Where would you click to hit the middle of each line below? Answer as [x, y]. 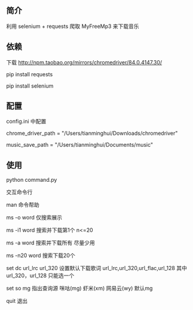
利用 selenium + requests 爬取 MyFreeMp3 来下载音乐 [73, 26]
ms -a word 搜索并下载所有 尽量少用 [50, 243]
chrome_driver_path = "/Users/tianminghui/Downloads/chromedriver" [92, 134]
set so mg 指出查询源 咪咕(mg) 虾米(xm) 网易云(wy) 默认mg [79, 289]
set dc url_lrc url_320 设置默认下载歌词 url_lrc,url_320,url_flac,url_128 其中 [96, 268]
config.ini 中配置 [26, 122]
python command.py [32, 180]
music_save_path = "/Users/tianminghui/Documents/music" [80, 145]
